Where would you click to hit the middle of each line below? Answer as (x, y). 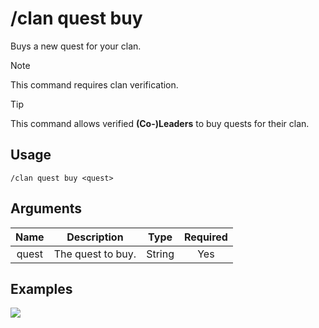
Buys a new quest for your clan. (76, 46)
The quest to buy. (95, 254)
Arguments (46, 208)
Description (95, 237)
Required (205, 237)
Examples (41, 288)
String (160, 254)
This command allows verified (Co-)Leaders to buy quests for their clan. (160, 123)
